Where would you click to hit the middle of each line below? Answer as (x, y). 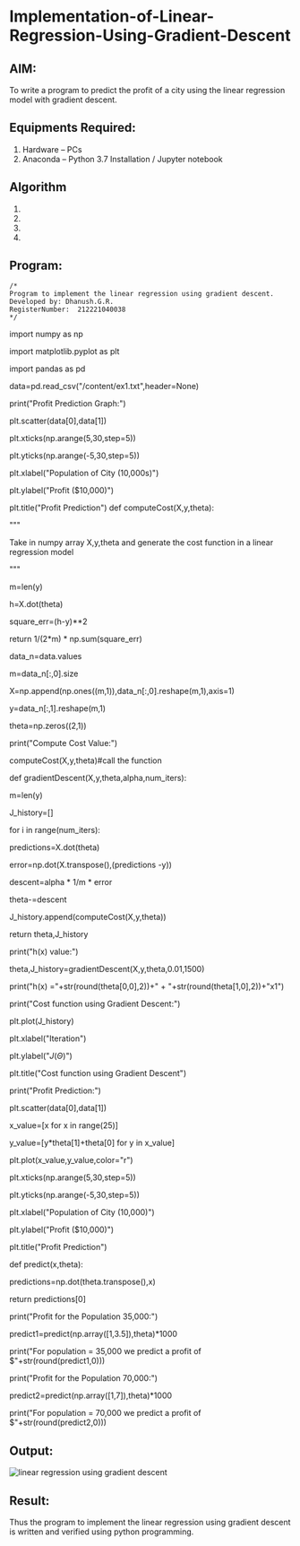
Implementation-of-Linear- (112, 17)
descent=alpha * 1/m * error (61, 882)
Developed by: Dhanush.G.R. (62, 302)
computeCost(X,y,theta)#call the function (86, 760)
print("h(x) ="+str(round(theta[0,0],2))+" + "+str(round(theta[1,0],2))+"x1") (147, 986)
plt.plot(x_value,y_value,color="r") (71, 1160)
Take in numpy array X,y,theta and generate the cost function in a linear (141, 543)
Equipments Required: (73, 128)
